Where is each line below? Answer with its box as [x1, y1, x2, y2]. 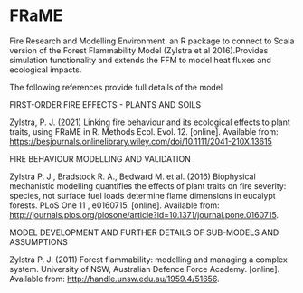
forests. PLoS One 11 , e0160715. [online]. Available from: [9, 200, 220, 211]
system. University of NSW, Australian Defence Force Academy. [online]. [9, 263, 280, 274]
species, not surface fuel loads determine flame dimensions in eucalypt [9, 190, 276, 201]
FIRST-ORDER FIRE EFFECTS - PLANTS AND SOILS [9, 99, 202, 109]
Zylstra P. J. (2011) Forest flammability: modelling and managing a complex [9, 254, 288, 265]
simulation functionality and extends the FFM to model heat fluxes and [9, 54, 271, 65]
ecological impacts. [9, 64, 82, 75]
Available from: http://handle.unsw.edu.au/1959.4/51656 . [9, 273, 220, 284]
